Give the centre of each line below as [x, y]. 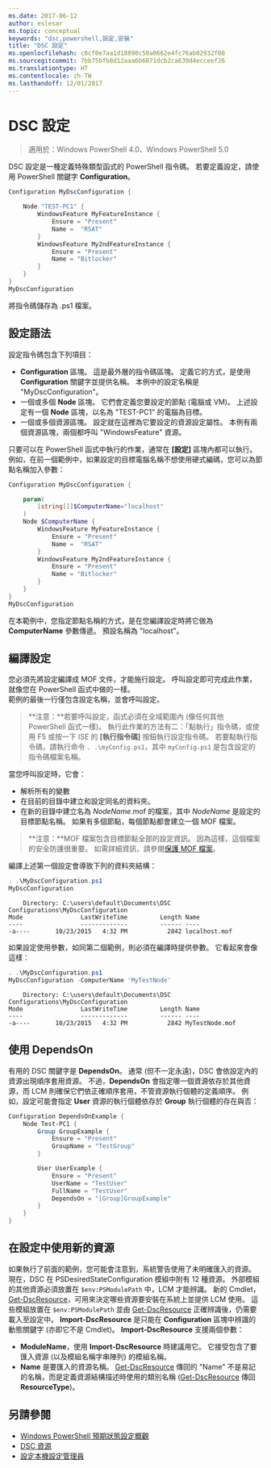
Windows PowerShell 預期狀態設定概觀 [84, 1436]
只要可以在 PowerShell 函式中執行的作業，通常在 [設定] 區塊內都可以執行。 [133, 449]
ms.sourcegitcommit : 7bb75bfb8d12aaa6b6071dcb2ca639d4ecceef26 [117, 61]
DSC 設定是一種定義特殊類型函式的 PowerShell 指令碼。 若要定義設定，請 [130, 167]
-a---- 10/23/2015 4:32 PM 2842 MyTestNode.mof [122, 1023]
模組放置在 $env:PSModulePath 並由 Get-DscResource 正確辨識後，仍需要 [136, 1309]
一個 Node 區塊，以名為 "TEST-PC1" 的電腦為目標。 [121, 411]
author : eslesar [35, 23]
